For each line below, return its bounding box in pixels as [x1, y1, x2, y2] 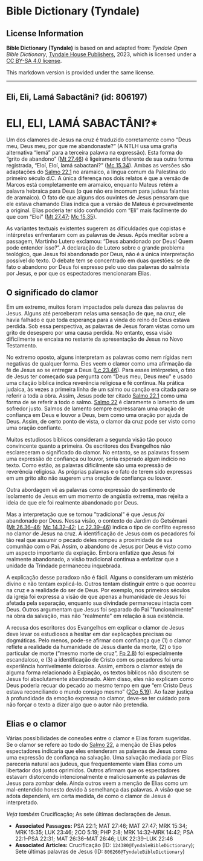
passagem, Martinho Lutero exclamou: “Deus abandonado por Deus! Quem [6, 237, 193, 245]
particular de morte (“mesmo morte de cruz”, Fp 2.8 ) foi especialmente [6, 650, 183, 657]
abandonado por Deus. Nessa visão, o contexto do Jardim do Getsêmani [6, 517, 187, 524]
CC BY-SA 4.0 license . [6, 57, 62, 64]
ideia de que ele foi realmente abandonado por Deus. [6, 499, 139, 506]
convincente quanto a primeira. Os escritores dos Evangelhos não [6, 442, 170, 450]
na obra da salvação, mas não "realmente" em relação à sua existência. [6, 612, 184, 620]
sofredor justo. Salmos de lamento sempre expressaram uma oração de [6, 405, 185, 412]
